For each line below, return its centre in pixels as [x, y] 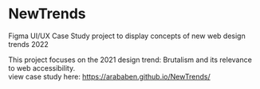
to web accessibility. [42, 68]
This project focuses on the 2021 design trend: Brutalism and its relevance [130, 60]
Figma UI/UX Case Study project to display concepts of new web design [127, 36]
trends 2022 [29, 44]
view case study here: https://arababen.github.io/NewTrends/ [109, 76]
